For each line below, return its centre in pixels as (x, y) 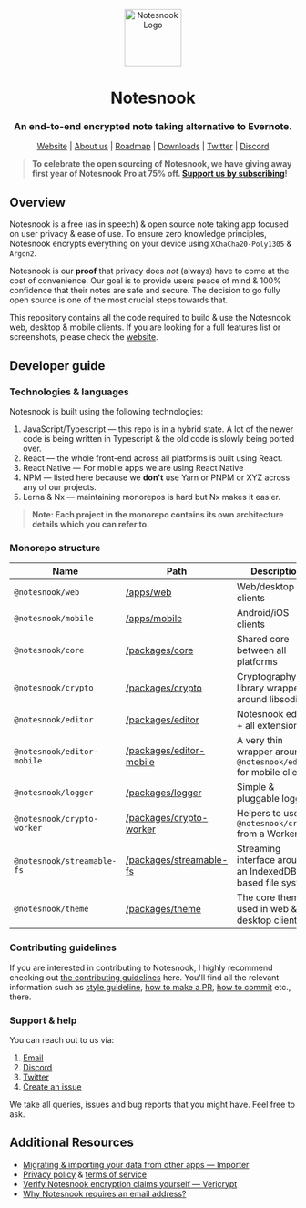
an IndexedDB (267, 872)
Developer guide (57, 366)
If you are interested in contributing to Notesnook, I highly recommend (141, 967)
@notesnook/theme (51, 909)
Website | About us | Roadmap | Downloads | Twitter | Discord (153, 147)
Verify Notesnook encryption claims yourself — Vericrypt (130, 1183)
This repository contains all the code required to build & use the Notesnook (150, 318)
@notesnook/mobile (54, 619)
